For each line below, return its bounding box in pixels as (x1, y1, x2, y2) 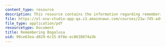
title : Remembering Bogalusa (5, 30, 65, 35)
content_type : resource (5, 7, 54, 12)
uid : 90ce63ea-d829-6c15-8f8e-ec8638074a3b (5, 35, 96, 40)
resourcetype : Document (5, 25, 54, 30)
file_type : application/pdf (5, 21, 63, 26)
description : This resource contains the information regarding (5, 12, 140, 17)
